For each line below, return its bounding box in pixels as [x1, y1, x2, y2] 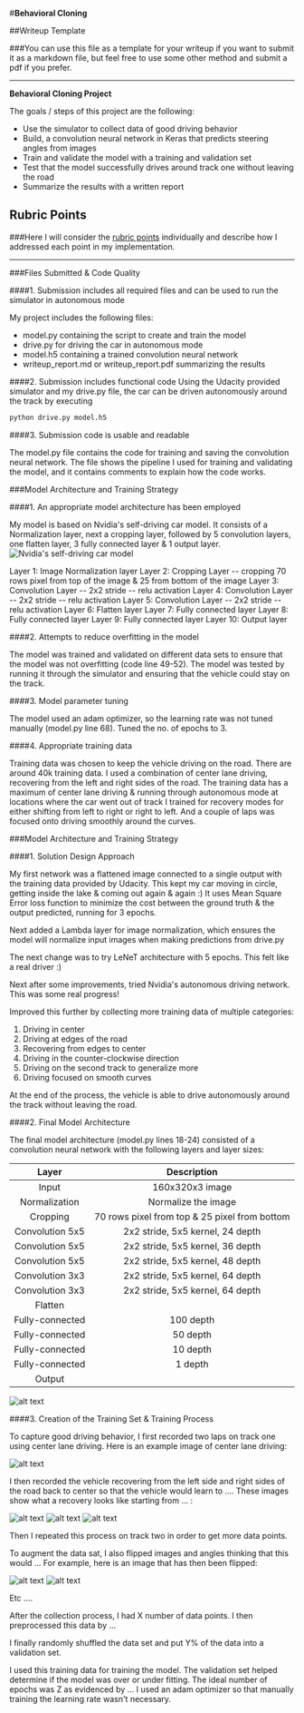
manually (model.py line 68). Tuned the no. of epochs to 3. [9, 722, 228, 733]
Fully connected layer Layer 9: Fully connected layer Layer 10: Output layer [9, 613, 288, 624]
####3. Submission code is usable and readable [9, 429, 190, 440]
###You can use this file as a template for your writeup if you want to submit [9, 43, 295, 54]
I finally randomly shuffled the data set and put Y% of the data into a [9, 1637, 264, 1648]
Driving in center [22, 1023, 85, 1034]
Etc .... [9, 1592, 33, 1603]
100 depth [169, 1313, 215, 1326]
